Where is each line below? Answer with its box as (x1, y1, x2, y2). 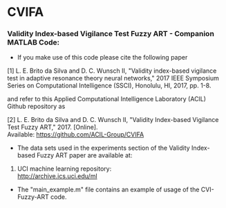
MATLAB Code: (7, 37, 60, 47)
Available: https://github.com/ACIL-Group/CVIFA (7, 130, 144, 139)
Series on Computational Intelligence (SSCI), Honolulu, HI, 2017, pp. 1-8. (7, 81, 211, 90)
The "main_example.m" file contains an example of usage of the (17, 185, 200, 194)
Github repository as (7, 102, 66, 111)
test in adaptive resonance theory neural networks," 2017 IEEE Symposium (7, 74, 220, 83)
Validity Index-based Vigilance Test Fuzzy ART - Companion (7, 29, 214, 39)
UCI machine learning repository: (17, 164, 112, 173)
